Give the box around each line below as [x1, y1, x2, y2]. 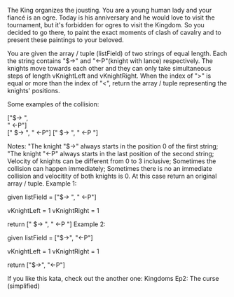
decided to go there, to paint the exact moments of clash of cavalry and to [7, 28, 222, 36]
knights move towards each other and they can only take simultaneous [7, 64, 212, 72]
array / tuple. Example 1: [7, 179, 77, 188]
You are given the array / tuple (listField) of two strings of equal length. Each [7, 49, 228, 57]
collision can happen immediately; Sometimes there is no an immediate [7, 165, 212, 172]
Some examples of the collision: [7, 100, 99, 108]
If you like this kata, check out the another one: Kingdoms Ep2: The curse [7, 275, 219, 282]
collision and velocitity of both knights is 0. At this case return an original [7, 172, 217, 180]
